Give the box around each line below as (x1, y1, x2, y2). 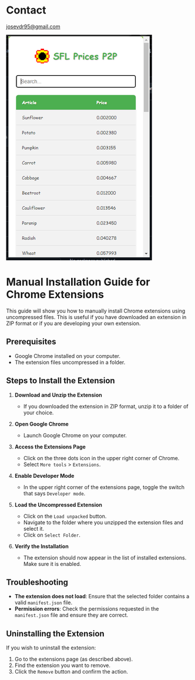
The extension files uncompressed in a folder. (14, 359, 126, 366)
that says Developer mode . (23, 490, 86, 497)
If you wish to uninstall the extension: (6, 644, 96, 651)
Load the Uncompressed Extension (14, 501, 103, 508)
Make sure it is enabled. (23, 560, 82, 567)
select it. (23, 525, 45, 532)
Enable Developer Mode (14, 472, 75, 479)
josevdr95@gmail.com (6, 23, 60, 30)
